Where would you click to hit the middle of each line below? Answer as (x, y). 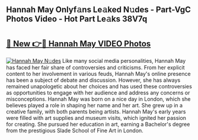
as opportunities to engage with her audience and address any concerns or (98, 93)
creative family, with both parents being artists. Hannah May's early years (96, 112)
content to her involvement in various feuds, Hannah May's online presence (98, 74)
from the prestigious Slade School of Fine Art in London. (75, 131)
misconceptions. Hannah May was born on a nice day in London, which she (98, 99)
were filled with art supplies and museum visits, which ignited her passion (96, 118)
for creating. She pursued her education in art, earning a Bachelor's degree (98, 124)
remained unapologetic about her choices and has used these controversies (99, 86)
